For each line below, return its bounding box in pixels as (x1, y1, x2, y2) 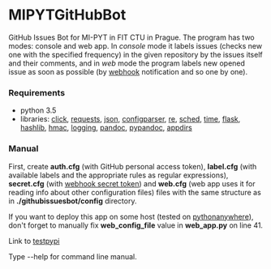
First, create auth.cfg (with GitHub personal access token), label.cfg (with (8, 161, 257, 171)
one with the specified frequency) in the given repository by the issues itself (8, 49, 263, 59)
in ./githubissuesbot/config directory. (8, 196, 137, 206)
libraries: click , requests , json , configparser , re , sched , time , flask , (19, 114, 241, 124)
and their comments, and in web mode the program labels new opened (8, 58, 246, 68)
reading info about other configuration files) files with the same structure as (8, 187, 261, 197)
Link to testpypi (8, 236, 60, 246)
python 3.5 (19, 105, 57, 115)
